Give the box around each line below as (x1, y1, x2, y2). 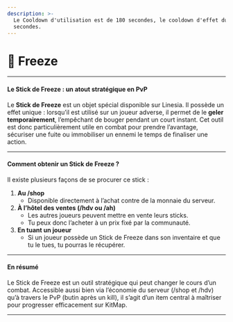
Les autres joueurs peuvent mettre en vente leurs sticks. (27, 211, 189, 219)
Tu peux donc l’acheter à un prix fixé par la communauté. (27, 218, 191, 227)
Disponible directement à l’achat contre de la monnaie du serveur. (27, 196, 216, 204)
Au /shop (17, 188, 45, 197)
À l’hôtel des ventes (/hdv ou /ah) (17, 203, 116, 212)
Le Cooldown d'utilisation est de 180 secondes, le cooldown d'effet (13, 17, 218, 24)
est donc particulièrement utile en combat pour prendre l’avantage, (7, 122, 199, 131)
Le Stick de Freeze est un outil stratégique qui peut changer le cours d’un (7, 278, 217, 287)
